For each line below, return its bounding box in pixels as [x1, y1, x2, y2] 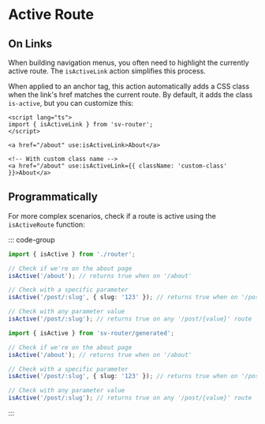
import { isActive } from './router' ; [8, 250, 136, 258]
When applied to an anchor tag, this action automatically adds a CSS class [8, 81, 250, 91]
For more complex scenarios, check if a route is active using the [8, 211, 217, 220]
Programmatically [8, 190, 99, 204]
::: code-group [8, 235, 55, 244]
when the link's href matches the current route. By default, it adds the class [8, 90, 253, 99]
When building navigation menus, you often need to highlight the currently [8, 58, 250, 67]
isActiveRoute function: [8, 220, 85, 229]
